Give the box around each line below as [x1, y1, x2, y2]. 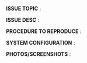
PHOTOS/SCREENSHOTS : [6, 51, 71, 58]
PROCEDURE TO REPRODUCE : [6, 28, 82, 35]
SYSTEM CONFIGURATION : [6, 39, 75, 46]
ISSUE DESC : [6, 16, 40, 23]
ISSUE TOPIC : [6, 5, 41, 12]
